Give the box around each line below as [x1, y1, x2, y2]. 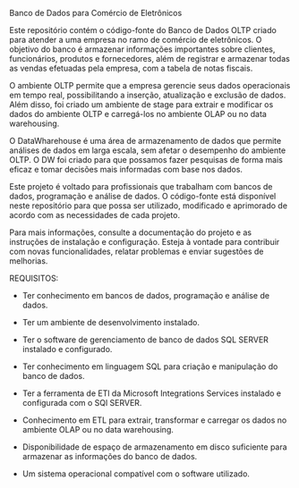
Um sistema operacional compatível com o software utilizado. [21, 468, 251, 479]
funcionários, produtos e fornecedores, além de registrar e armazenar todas [9, 54, 291, 63]
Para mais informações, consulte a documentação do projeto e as [9, 227, 252, 238]
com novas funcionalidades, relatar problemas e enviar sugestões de [9, 246, 264, 257]
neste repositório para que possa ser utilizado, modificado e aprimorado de [9, 200, 288, 211]
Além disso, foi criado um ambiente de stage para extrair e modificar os [9, 99, 274, 110]
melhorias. [9, 256, 48, 266]
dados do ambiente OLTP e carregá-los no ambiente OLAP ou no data [9, 109, 267, 119]
